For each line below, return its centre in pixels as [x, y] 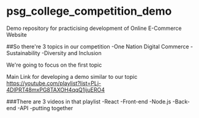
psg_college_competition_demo [89, 11]
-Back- [181, 101]
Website [17, 34]
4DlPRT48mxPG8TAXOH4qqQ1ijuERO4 [56, 89]
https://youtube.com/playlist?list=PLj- [54, 83]
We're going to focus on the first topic [54, 65]
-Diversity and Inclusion [72, 53]
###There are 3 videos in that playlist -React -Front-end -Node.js [89, 101]
